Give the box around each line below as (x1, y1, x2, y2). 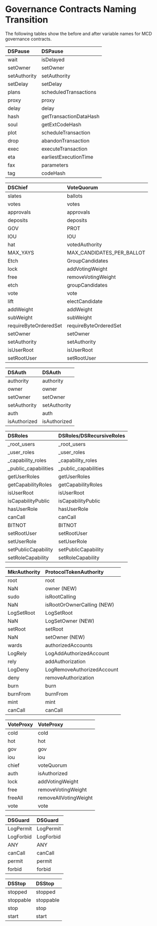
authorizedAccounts (45, 642, 93, 649)
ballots (67, 192, 83, 199)
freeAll (7, 794, 23, 801)
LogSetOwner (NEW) (45, 617, 95, 624)
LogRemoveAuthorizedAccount (45, 666, 119, 673)
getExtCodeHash (41, 121, 81, 128)
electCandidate (67, 298, 103, 305)
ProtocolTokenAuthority (45, 568, 104, 575)
